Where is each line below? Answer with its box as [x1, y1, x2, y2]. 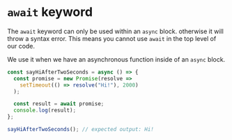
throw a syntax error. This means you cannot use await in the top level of [7, 34, 217, 42]
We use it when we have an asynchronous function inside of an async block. [7, 55, 226, 63]
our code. [7, 42, 36, 50]
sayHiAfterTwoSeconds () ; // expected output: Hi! [7, 126, 155, 133]
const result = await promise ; [13, 100, 105, 107]
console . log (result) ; [13, 107, 77, 114]
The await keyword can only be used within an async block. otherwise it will [7, 27, 224, 35]
